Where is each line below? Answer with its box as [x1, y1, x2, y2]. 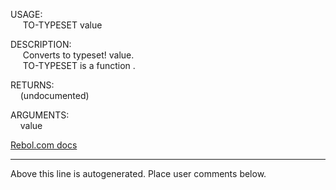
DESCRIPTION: [10, 39, 72, 50]
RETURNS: [10, 79, 55, 91]
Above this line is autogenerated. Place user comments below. [10, 168, 267, 179]
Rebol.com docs [10, 139, 78, 151]
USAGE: [10, 9, 43, 20]
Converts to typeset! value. [22, 49, 135, 61]
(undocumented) [19, 90, 90, 101]
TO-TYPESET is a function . [22, 60, 136, 71]
